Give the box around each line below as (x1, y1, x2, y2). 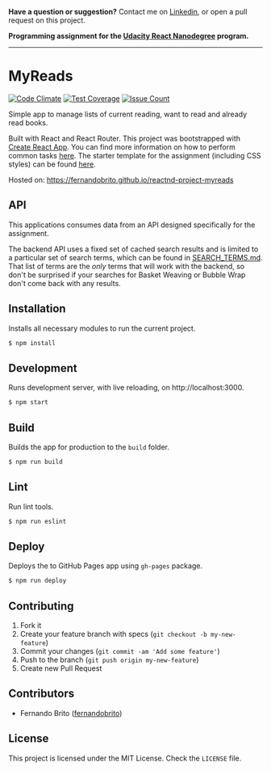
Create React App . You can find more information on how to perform (8, 141, 236, 152)
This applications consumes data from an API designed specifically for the (8, 220, 256, 230)
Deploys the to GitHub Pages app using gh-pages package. (8, 561, 203, 571)
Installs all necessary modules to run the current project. (8, 323, 196, 333)
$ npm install (8, 339, 56, 347)
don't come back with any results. (8, 278, 121, 288)
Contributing (8, 599, 74, 613)
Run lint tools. (8, 501, 54, 512)
